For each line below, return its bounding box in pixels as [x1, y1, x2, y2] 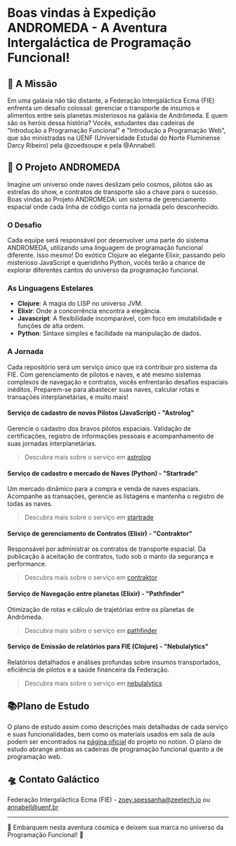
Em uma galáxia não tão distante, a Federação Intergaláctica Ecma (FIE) [7, 96, 215, 105]
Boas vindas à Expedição [7, 5, 157, 21]
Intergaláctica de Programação [7, 35, 192, 51]
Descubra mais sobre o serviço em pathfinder [24, 626, 158, 634]
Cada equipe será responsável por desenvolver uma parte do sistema [7, 236, 209, 245]
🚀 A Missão [7, 77, 58, 89]
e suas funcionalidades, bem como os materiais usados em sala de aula [7, 729, 216, 738]
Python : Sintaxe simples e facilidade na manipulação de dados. [17, 329, 202, 338]
